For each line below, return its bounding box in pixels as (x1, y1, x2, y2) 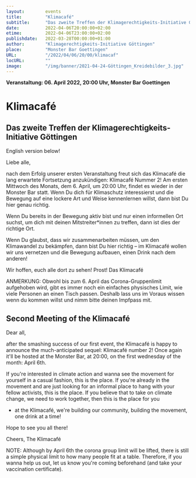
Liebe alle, (6, 159, 31, 166)
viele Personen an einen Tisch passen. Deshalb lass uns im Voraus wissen (6, 291, 185, 298)
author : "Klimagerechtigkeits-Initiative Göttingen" (6, 42, 156, 47)
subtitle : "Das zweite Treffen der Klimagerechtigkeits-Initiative (6, 19, 187, 25)
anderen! (6, 255, 28, 262)
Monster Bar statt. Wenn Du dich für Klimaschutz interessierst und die (6, 189, 174, 196)
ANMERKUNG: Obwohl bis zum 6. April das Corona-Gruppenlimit (6, 278, 162, 285)
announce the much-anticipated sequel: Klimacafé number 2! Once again (6, 347, 183, 354)
